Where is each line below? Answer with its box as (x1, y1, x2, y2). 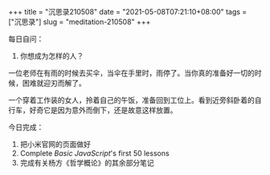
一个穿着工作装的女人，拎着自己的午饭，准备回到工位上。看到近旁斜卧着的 (8, 96, 255, 104)
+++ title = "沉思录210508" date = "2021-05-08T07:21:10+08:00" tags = (8, 7, 247, 16)
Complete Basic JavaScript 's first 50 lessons (19, 149, 170, 158)
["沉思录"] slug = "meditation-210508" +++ (8, 17, 151, 26)
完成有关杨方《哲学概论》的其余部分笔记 (19, 158, 154, 167)
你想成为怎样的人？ (19, 51, 84, 60)
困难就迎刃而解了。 (22, 79, 86, 87)
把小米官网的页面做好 (19, 140, 91, 149)
